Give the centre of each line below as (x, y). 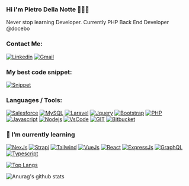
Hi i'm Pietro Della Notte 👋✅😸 (48, 9)
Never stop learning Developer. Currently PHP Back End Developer (88, 22)
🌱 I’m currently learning (41, 135)
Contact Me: (24, 44)
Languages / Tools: (34, 100)
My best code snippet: (39, 72)
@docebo (18, 28)
